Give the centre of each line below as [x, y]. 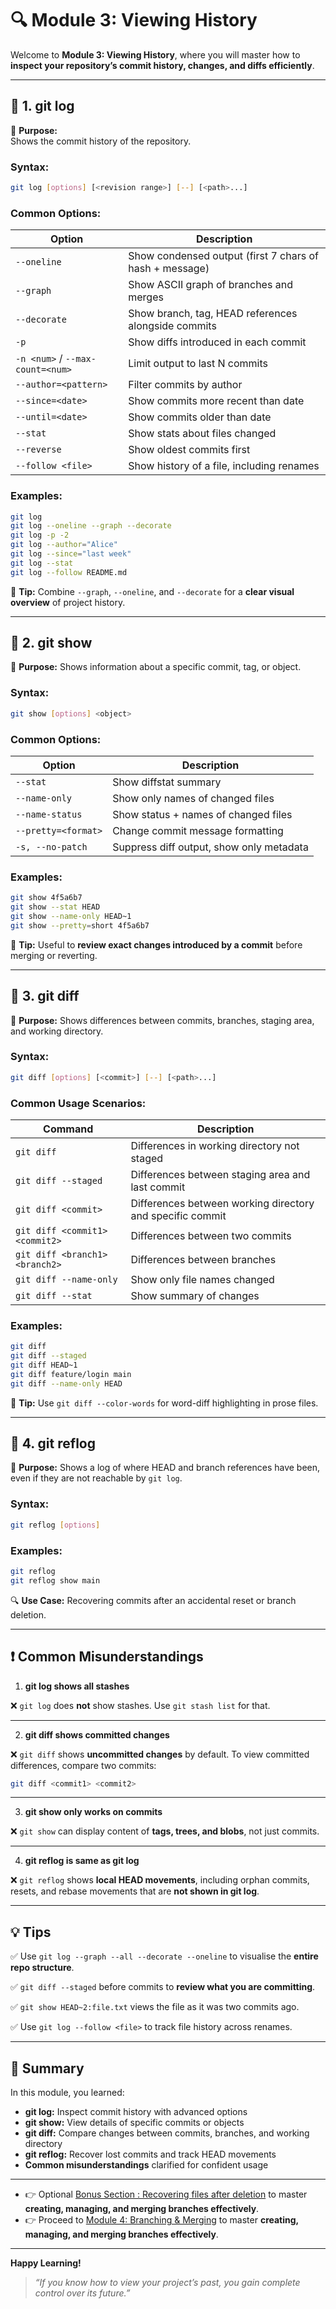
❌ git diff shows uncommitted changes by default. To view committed [160, 1754]
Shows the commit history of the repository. [101, 141]
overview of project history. [68, 602]
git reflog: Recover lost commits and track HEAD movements [150, 2154]
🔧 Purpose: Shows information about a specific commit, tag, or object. [156, 667]
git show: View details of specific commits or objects [134, 2123]
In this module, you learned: [67, 2093]
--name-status [49, 814]
